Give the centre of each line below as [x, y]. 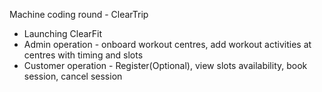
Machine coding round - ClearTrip [79, 14]
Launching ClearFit [63, 33]
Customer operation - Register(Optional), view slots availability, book [165, 65]
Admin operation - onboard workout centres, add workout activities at [167, 44]
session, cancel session [73, 76]
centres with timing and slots [83, 55]
